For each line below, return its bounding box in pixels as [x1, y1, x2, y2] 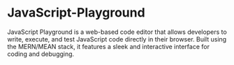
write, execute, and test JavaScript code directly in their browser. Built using [7, 35, 227, 43]
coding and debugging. [7, 50, 75, 58]
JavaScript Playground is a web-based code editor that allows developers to [7, 28, 227, 36]
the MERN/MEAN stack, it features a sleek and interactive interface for [7, 42, 210, 50]
